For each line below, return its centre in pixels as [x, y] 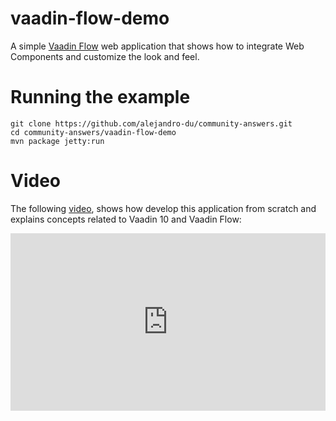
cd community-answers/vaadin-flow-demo [93, 132]
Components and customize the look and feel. [105, 56]
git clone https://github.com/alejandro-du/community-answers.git [151, 123]
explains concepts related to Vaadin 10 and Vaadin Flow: [126, 219]
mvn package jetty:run [57, 141]
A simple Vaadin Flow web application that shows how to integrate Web [157, 46]
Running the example [100, 97]
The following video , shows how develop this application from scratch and [163, 208]
